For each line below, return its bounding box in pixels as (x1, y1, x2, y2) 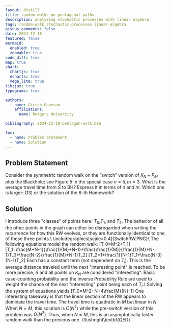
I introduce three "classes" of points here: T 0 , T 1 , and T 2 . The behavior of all (5, 218, 164, 225)
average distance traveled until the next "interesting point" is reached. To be (5, 264, 165, 270)
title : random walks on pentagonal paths (5, 12, 95, 17)
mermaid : (5, 41, 24, 46)
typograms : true (5, 88, 40, 93)
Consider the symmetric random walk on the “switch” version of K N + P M (5, 172, 158, 179)
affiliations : (14, 107, 44, 112)
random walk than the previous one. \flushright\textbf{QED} (5, 317, 131, 323)
